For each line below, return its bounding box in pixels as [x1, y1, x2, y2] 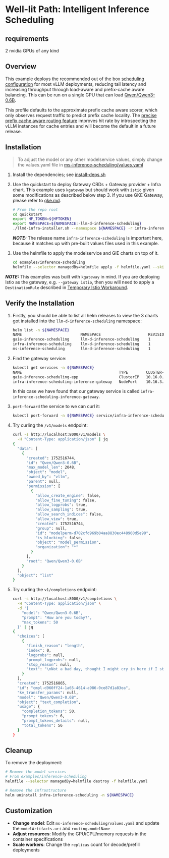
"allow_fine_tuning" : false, [35, 498, 97, 503]
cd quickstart [12, 212, 42, 217]
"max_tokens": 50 [22, 619, 58, 625]
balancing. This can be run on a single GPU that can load [5, 92, 124, 98]
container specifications [12, 836, 63, 842]
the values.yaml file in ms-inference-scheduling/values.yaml [17, 161, 143, 167]
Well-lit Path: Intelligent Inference [5, 4, 150, 15]
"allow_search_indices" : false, [35, 512, 103, 517]
